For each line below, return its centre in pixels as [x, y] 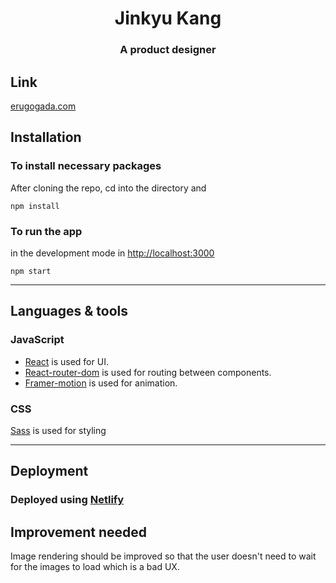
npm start [31, 271]
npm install [35, 206]
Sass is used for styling [58, 430]
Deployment [49, 471]
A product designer [168, 50]
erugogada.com [43, 106]
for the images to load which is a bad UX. [95, 567]
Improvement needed [79, 532]
